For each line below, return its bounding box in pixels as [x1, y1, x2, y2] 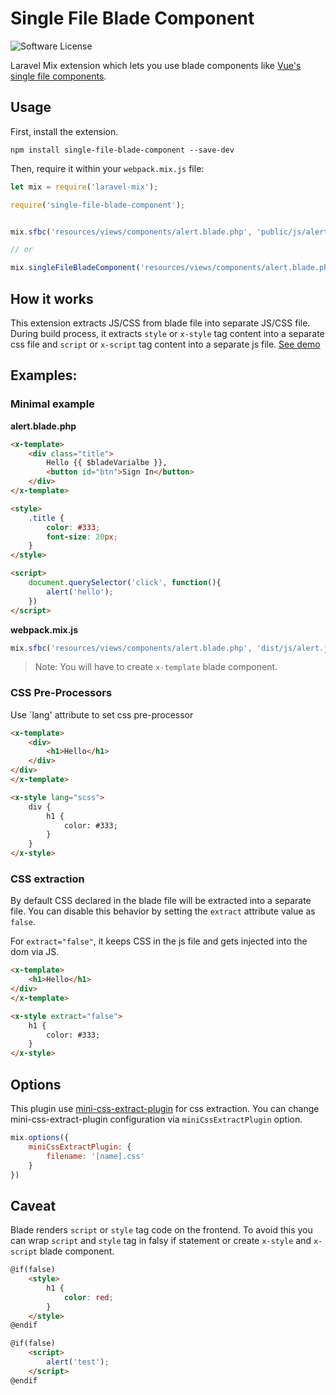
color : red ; [63, 1292, 114, 1302]
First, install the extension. [10, 125, 119, 137]
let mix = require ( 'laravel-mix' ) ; [10, 182, 159, 192]
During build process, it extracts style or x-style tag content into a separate [10, 327, 325, 339]
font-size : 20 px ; [46, 532, 118, 542]
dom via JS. [10, 946, 60, 958]
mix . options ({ [10, 1133, 70, 1143]
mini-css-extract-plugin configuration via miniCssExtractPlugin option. [10, 1113, 303, 1126]
